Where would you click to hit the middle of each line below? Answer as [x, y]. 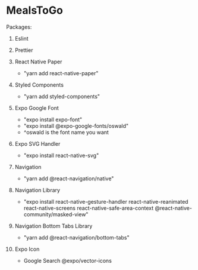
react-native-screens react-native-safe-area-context [89, 208]
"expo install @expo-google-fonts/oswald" [76, 125]
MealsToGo [35, 10]
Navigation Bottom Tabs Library [54, 226]
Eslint [21, 38]
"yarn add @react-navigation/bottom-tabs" [76, 237]
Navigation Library [37, 190]
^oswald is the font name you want [66, 132]
